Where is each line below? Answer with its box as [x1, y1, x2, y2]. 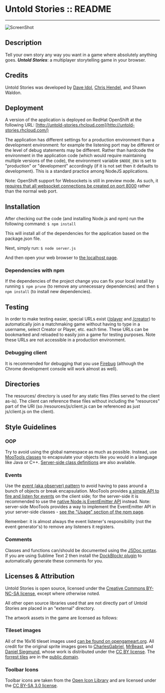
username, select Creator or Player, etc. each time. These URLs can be [5, 327, 149, 332]
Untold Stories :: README [5, 3, 111, 15]
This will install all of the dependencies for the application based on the [5, 231, 149, 236]
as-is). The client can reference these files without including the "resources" [5, 398, 160, 404]
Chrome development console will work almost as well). [5, 365, 118, 371]
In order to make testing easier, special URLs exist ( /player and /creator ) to [5, 316, 156, 322]
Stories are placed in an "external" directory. [5, 605, 95, 611]
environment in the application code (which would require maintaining [5, 153, 146, 159]
